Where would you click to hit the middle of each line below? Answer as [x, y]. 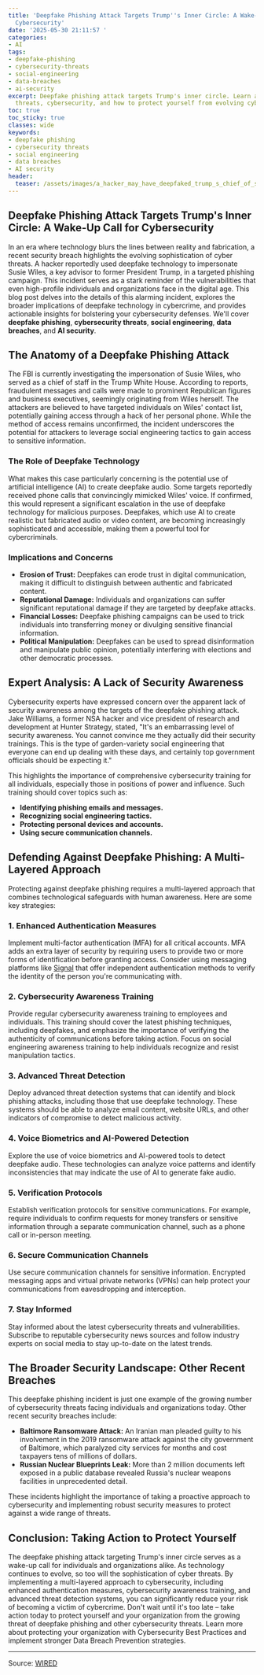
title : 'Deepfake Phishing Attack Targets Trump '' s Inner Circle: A [123, 15]
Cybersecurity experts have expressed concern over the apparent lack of [127, 702]
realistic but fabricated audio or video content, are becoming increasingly [127, 520]
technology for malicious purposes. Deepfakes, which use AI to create [122, 511]
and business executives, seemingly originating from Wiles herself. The [124, 399]
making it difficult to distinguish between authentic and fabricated [126, 582]
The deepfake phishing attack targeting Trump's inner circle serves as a [125, 1557]
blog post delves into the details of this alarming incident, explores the [122, 297]
